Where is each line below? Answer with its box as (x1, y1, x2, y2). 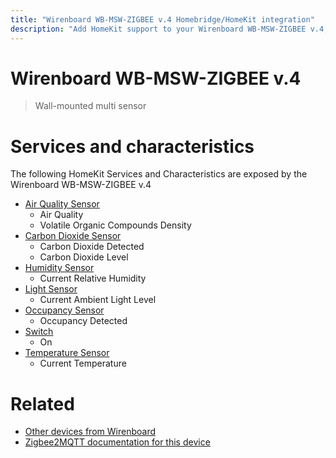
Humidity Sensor (24, 262, 95, 274)
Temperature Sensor (24, 347, 110, 359)
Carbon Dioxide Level (39, 251, 129, 263)
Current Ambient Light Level (39, 294, 157, 306)
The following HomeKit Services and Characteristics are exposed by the (10, 168, 308, 180)
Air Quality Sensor (24, 198, 100, 210)
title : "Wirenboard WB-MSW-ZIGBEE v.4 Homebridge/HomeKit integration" (10, 14, 315, 25)
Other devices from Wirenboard (24, 426, 156, 438)
